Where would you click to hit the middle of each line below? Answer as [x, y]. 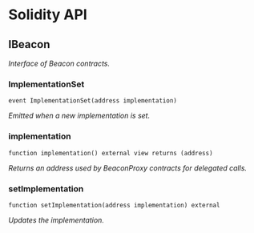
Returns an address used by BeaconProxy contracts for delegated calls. [127, 168]
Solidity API [48, 15]
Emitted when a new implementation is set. [79, 116]
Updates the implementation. [56, 220]
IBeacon [29, 44]
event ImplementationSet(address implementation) [93, 101]
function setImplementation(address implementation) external [114, 205]
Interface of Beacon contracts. [59, 63]
